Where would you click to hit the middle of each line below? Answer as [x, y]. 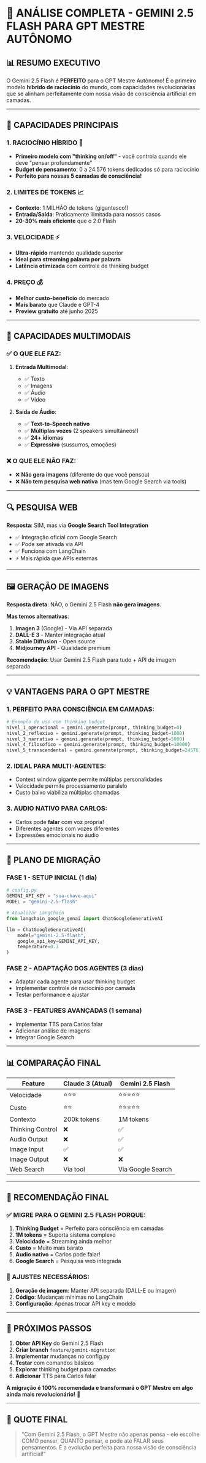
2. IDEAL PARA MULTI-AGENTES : [56, 766]
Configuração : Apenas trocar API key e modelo [75, 1303]
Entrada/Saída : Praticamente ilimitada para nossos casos [88, 214]
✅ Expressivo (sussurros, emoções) [70, 445]
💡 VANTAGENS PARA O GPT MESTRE [78, 692]
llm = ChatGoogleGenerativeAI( [46, 930]
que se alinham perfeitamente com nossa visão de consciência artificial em [101, 93]
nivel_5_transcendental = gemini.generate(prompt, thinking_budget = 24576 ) [104, 750]
